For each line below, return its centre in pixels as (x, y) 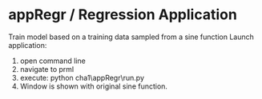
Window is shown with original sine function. (94, 86)
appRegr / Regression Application (123, 15)
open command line (52, 61)
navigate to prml (47, 69)
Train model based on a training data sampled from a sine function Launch (131, 37)
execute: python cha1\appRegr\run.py (82, 77)
